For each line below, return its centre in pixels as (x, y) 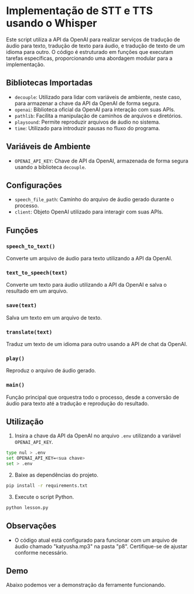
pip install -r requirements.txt (47, 486)
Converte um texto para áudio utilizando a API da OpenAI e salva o (86, 285)
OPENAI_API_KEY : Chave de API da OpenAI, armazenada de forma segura (101, 161)
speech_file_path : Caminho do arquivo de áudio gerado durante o (94, 199)
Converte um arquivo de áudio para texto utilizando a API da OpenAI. (89, 259)
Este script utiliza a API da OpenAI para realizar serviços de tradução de (93, 39)
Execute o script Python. (44, 497)
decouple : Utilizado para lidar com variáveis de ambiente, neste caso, (98, 97)
